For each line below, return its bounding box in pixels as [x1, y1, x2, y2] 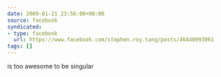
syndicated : [7, 23, 42, 30]
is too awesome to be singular [7, 62, 94, 70]
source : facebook [7, 17, 58, 24]
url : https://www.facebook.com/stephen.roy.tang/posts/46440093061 [13, 36, 215, 43]
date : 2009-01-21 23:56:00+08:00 [7, 10, 105, 17]
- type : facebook [7, 29, 58, 37]
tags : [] [7, 43, 33, 50]
